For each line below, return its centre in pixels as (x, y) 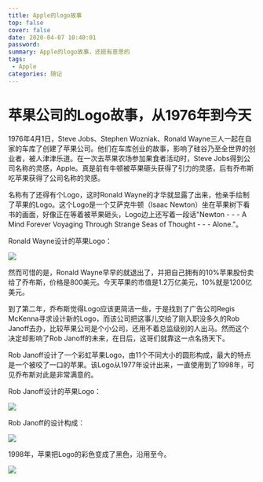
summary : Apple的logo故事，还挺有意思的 (69, 52)
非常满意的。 (77, 374)
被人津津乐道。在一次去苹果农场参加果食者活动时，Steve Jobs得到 (136, 158)
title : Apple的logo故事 (45, 15)
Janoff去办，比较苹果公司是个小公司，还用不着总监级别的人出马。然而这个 (129, 328)
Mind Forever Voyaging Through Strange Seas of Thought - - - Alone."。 (126, 224)
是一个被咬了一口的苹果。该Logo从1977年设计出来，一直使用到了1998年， (128, 364)
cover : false (29, 30)
